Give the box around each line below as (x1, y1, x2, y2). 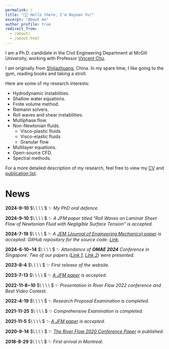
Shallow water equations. (12, 95, 66, 102)
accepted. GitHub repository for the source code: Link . (5, 236, 120, 242)
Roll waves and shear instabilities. (12, 111, 84, 118)
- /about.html (10, 36, 40, 41)
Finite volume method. (12, 101, 59, 107)
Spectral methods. (12, 155, 52, 161)
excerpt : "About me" (5, 17, 49, 22)
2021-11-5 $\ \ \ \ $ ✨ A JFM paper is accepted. (5, 318, 106, 324)
